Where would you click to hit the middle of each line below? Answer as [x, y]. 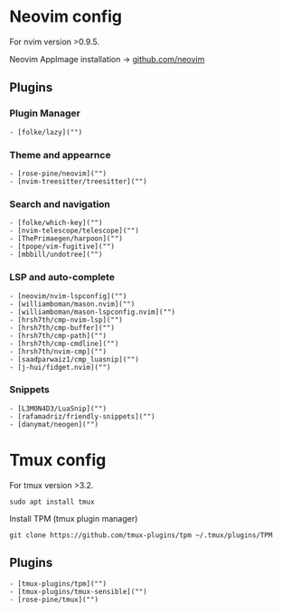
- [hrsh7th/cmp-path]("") [58, 335]
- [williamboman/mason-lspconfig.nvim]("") [93, 312]
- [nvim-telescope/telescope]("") [75, 231]
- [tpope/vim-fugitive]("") [62, 247]
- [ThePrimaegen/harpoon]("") [66, 239]
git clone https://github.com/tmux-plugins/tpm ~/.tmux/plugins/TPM [141, 535]
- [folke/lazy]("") [46, 132]
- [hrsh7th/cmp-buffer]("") [62, 327]
